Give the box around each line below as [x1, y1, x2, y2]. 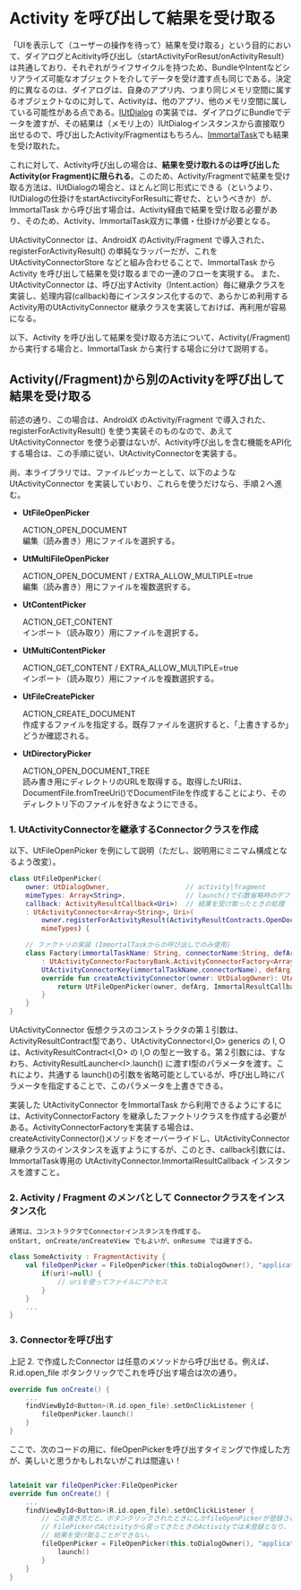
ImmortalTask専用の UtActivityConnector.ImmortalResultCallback [9, 1155, 250, 1166]
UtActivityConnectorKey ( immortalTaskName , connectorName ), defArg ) [41, 965, 295, 974]
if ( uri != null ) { [41, 1269, 102, 1278]
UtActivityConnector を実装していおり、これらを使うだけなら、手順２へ [9, 478, 275, 488]
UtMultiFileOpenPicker [21, 553, 109, 564]
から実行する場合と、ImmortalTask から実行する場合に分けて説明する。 [9, 342, 273, 354]
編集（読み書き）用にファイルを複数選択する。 [21, 581, 195, 592]
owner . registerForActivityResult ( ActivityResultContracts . [41, 916, 267, 925]
